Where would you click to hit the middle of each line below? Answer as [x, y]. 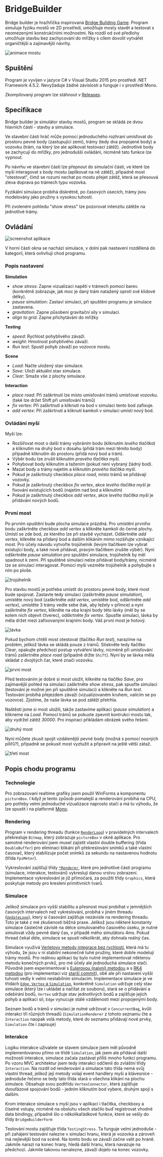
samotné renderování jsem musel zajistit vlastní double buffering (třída [76, 843]
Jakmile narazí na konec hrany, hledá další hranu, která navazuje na [73, 1144]
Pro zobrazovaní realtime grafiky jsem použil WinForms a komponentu [75, 793]
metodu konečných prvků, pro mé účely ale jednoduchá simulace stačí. [77, 963]
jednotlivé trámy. [22, 212]
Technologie [20, 783]
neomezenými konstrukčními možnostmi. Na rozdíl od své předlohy [72, 33]
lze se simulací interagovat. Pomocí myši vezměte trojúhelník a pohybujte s [80, 565]
